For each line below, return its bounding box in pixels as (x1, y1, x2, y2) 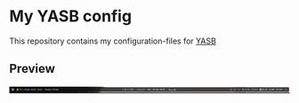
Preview (9, 61, 56, 76)
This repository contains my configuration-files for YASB (9, 36, 216, 46)
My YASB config (9, 6, 132, 27)
